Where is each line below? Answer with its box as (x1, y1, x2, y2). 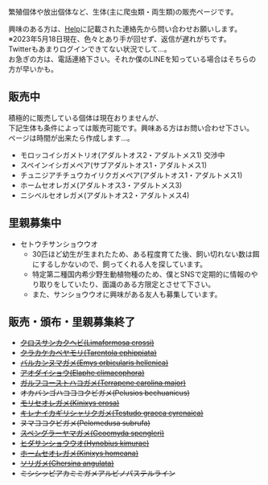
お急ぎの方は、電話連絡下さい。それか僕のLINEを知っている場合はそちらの (8, 55, 256, 64)
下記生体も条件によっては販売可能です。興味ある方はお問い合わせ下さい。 (8, 123, 254, 133)
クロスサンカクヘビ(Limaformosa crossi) (19, 338, 155, 347)
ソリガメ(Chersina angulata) (19, 458, 114, 468)
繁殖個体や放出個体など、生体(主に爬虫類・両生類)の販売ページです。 (8, 7, 238, 16)
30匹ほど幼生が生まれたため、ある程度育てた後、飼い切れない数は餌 (31, 249, 260, 259)
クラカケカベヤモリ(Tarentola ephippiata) (19, 348, 157, 358)
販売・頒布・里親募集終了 (8, 315, 135, 329)
